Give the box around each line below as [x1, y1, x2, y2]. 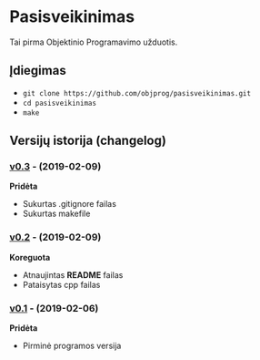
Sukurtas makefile [22, 208, 91, 220]
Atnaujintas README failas [22, 269, 124, 280]
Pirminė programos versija [22, 340, 122, 352]
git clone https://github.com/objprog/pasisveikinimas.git [22, 88, 252, 98]
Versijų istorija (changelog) [9, 133, 166, 149]
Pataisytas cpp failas [22, 279, 101, 290]
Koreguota [9, 252, 51, 262]
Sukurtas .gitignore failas [22, 199, 116, 210]
